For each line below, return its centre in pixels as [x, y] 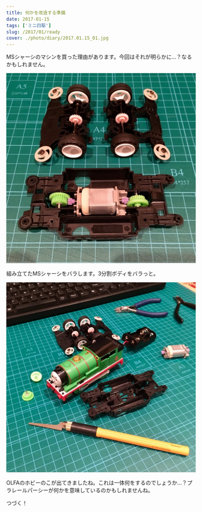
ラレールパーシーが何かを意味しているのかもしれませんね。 [80, 490]
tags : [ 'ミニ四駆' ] [29, 25]
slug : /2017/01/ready [33, 32]
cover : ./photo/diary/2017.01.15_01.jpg [58, 38]
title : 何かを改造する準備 [36, 13]
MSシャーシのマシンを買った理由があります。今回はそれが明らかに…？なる [99, 57]
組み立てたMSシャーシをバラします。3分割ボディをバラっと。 [83, 274]
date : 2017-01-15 [28, 19]
